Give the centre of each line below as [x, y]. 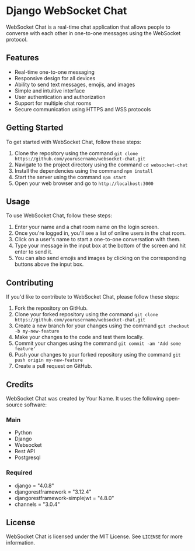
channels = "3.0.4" [37, 504]
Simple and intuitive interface [50, 90]
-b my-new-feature [37, 331]
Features [22, 58]
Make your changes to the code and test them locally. [79, 337]
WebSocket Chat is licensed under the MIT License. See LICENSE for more [94, 536]
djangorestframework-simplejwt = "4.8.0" [64, 498]
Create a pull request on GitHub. [53, 366]
